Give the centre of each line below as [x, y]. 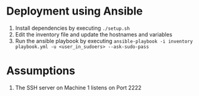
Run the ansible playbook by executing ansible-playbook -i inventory [104, 41]
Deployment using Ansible [75, 11]
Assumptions [41, 71]
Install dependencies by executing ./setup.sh [72, 28]
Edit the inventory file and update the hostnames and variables [93, 34]
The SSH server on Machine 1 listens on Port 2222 [78, 87]
